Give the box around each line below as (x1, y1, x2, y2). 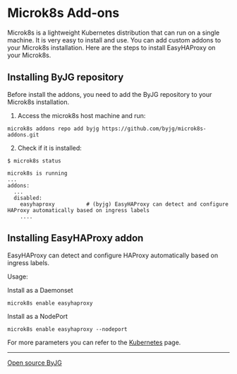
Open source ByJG (7, 358, 62, 367)
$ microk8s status (7, 157, 61, 164)
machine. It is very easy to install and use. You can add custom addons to (7, 35, 221, 44)
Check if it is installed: (17, 144, 83, 152)
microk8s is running (7, 170, 68, 177)
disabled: (13, 194, 42, 201)
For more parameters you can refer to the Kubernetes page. (7, 338, 181, 346)
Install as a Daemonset (7, 286, 73, 294)
